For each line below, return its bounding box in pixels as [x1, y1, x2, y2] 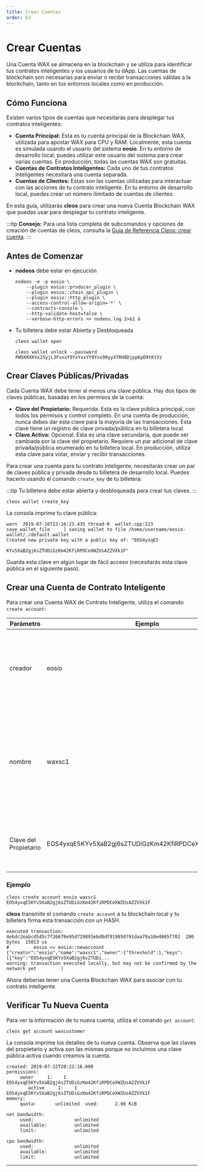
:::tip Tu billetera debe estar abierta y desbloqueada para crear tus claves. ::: [6, 487, 197, 494]
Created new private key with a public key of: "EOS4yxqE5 [6, 537, 159, 543]
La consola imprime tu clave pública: [6, 509, 98, 517]
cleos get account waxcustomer [6, 1028, 86, 1034]
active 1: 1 [28, 1084, 78, 1091]
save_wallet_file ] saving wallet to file [6, 526, 126, 533]
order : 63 [6, 15, 32, 21]
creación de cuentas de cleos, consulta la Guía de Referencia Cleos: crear [6, 227, 192, 234]
